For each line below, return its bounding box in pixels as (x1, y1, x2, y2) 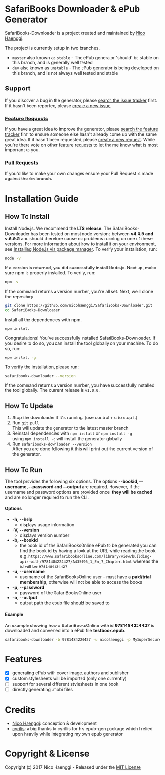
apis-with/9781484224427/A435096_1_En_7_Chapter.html (19, 559, 132, 564)
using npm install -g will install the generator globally (12, 436, 122, 442)
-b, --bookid (12, 537, 38, 543)
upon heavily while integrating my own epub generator (12, 731, 123, 737)
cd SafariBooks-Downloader (5, 307, 60, 313)
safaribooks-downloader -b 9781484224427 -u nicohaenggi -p (5, 637, 131, 642)
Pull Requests (5, 159, 39, 166)
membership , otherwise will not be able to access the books (19, 579, 142, 585)
